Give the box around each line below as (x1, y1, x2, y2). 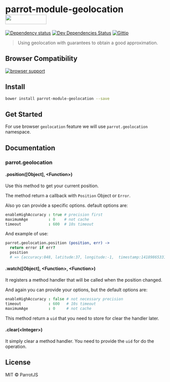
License (5, 358, 31, 367)
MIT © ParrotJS (5, 371, 38, 377)
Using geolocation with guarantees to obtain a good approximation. (17, 40, 158, 46)
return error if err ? (10, 245, 56, 251)
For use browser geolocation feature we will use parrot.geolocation (5, 123, 148, 130)
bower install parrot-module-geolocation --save (5, 96, 110, 101)
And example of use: (5, 231, 49, 237)
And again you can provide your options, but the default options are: (5, 287, 148, 293)
